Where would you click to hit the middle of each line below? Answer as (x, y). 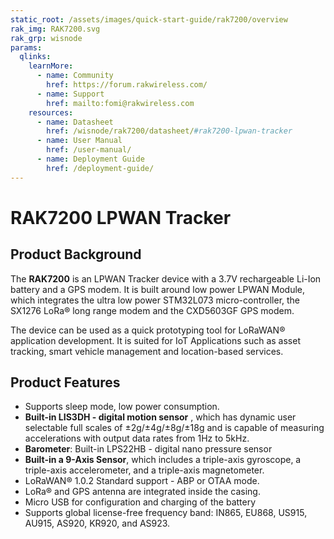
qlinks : (35, 57)
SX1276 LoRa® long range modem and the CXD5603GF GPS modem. (152, 310)
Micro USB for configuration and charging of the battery (140, 502)
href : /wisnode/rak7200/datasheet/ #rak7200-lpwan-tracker (169, 131)
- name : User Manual (79, 141)
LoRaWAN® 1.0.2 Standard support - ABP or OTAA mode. (142, 481)
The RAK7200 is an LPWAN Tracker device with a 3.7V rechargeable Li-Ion (166, 278)
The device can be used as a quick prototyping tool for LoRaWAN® (148, 330)
